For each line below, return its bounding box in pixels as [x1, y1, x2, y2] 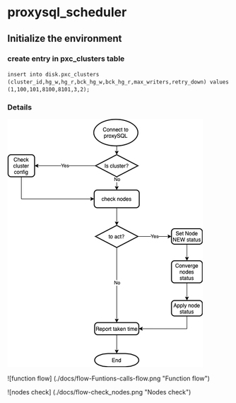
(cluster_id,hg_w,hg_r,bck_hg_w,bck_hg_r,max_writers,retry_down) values [7, 78, 230, 86]
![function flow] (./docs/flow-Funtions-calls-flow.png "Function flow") [7, 374, 211, 382]
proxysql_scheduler [7, 4, 127, 21]
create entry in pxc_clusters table [7, 54, 125, 64]
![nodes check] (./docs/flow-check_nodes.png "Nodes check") [7, 388, 191, 397]
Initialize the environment [7, 33, 122, 45]
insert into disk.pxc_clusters [7, 71, 100, 78]
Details [7, 102, 33, 112]
